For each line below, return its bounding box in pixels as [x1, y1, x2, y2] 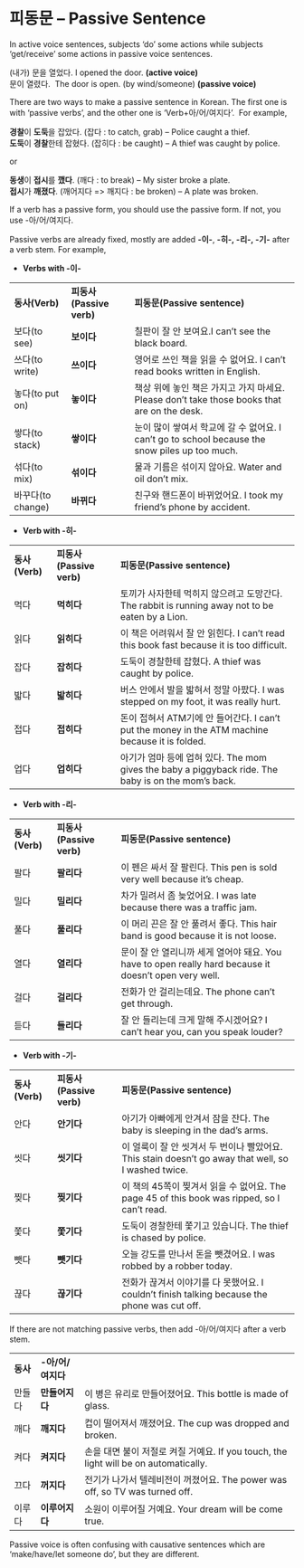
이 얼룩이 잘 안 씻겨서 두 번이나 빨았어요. [121, 1140, 283, 1153]
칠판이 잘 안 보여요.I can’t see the [134, 325, 271, 337]
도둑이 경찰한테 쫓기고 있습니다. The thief [121, 1219, 290, 1231]
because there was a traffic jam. [120, 901, 258, 914]
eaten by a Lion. [120, 610, 188, 622]
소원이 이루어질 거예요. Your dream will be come [84, 1503, 283, 1516]
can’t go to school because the [134, 432, 266, 445]
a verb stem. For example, [9, 243, 107, 254]
